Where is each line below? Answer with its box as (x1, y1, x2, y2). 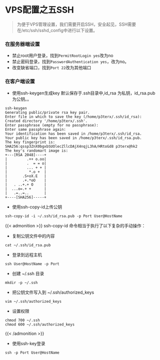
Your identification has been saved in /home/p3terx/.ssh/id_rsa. (5, 131, 142, 136)
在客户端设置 (5, 78, 35, 85)
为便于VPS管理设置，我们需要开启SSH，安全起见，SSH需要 (16, 21, 137, 27)
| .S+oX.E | (5, 173, 47, 178)
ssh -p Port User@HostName (5, 350, 60, 355)
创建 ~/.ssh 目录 (12, 270, 45, 276)
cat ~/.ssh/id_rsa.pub (5, 243, 51, 248)
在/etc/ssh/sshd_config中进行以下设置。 (16, 27, 98, 33)
